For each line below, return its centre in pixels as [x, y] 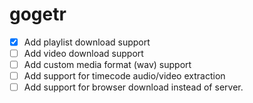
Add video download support [83, 53]
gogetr [38, 14]
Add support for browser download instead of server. [133, 87]
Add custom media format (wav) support [107, 65]
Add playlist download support [87, 42]
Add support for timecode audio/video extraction [124, 76]
